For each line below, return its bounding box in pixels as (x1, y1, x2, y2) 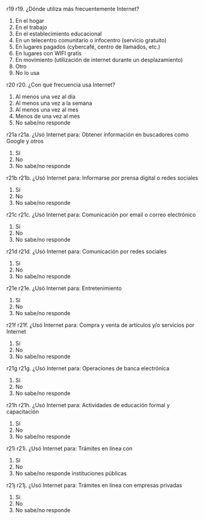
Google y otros (6, 137, 44, 145)
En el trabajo (15, 24, 47, 31)
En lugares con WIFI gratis (15, 50, 82, 57)
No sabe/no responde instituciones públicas (15, 470, 127, 477)
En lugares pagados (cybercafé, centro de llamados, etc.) (15, 43, 161, 50)
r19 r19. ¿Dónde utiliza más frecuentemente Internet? (6, 6, 140, 12)
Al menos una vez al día (15, 93, 75, 100)
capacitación (6, 408, 39, 415)
